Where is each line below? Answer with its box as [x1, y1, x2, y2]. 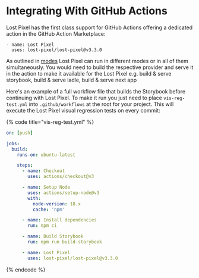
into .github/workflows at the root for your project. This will [29, 100, 174, 108]
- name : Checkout [21, 168, 65, 174]
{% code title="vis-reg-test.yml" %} [6, 118, 94, 126]
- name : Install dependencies [21, 217, 97, 223]
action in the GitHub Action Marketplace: [6, 30, 106, 37]
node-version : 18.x [32, 201, 81, 207]
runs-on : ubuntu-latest [17, 152, 76, 158]
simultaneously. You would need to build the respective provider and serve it [6, 64, 194, 71]
